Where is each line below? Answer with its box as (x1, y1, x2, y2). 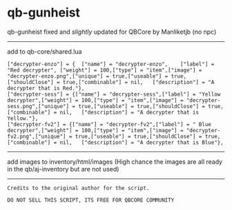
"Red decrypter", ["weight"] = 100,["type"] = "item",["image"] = (7, 67, 202, 74)
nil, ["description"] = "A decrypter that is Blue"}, (59, 139, 224, 146)
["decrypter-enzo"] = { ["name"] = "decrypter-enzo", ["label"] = (7, 61, 215, 67)
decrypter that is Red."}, (7, 85, 85, 92)
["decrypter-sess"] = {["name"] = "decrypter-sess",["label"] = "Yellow (7, 91, 221, 98)
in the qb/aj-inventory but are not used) (7, 165, 119, 173)
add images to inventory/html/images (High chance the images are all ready (7, 157, 223, 166)
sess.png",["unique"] (7, 103, 70, 109)
